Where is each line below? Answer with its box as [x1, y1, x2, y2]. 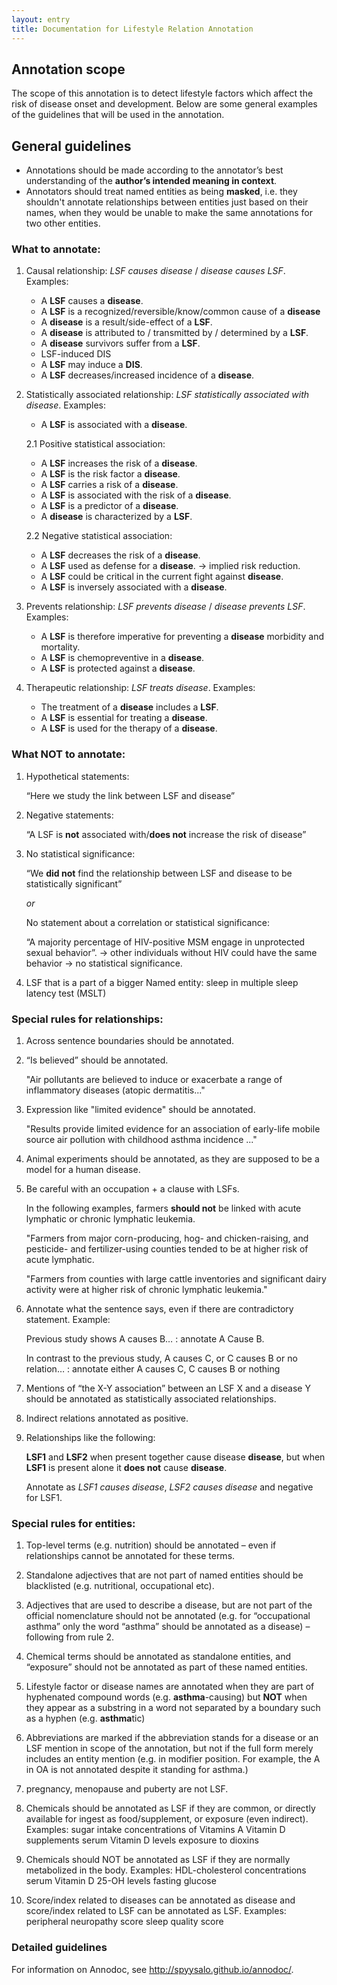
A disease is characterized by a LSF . [40, 511, 193, 523]
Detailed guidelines [11, 1941, 108, 1955]
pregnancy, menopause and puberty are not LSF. [25, 1783, 229, 1795]
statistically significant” [25, 877, 123, 890]
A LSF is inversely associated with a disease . [40, 581, 228, 593]
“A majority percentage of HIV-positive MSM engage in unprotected [25, 936, 306, 948]
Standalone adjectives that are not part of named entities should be [25, 1569, 304, 1581]
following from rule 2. [25, 1631, 114, 1643]
